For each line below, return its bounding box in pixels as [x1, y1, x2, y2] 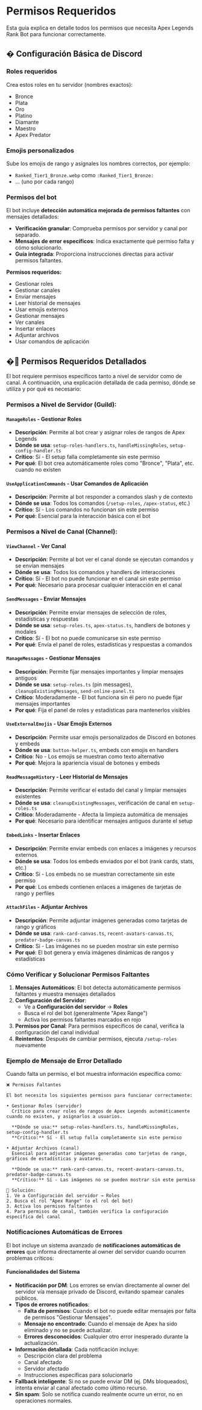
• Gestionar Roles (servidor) [6, 1103, 83, 1109]
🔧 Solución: [6, 1187, 36, 1193]
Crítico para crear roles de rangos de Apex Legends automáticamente [11, 1108, 190, 1114]
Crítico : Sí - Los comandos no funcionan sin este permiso [14, 506, 159, 513]
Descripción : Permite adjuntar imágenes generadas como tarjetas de [14, 917, 188, 924]
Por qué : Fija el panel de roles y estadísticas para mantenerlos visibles [14, 706, 191, 713]
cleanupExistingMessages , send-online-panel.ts [14, 687, 134, 694]
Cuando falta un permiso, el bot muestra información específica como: [6, 1070, 182, 1078]
